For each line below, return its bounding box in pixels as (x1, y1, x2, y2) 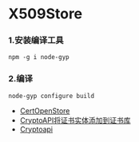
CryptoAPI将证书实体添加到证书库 (19, 115, 131, 124)
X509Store (8, 5, 83, 23)
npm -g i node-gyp (8, 53, 69, 61)
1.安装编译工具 (8, 35, 64, 46)
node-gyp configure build (8, 92, 94, 100)
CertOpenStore (19, 105, 70, 116)
